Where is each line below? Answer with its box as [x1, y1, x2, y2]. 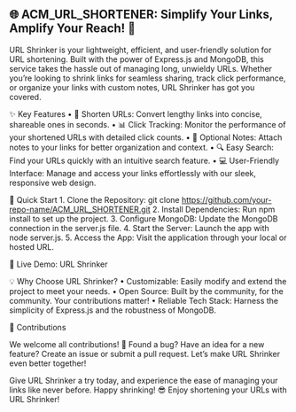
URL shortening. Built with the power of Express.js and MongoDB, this [9, 53, 264, 65]
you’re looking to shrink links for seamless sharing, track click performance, [9, 73, 286, 83]
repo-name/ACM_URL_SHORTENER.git [9, 204, 151, 214]
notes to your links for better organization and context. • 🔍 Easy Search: [9, 142, 275, 152]
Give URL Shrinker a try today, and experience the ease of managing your [9, 375, 278, 385]
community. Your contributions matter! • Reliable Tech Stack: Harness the [9, 295, 279, 306]
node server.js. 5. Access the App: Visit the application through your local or [9, 232, 287, 243]
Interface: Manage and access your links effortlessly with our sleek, [9, 167, 257, 178]
